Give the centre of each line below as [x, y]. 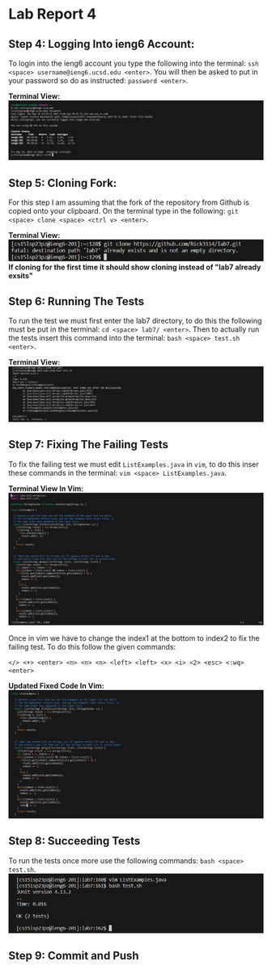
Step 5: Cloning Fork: [63, 183]
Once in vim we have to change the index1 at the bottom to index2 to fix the [134, 638]
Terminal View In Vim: [46, 488]
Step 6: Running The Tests [76, 301]
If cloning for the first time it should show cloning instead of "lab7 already [135, 267]
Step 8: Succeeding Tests [74, 841]
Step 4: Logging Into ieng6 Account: [102, 44]
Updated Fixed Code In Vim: [56, 686]
